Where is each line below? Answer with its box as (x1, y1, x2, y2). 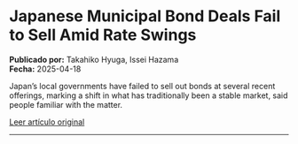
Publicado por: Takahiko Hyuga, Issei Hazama (9, 54, 179, 64)
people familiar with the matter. (9, 99, 122, 110)
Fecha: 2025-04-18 (9, 64, 82, 74)
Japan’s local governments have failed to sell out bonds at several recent (9, 80, 276, 91)
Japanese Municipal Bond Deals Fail (9, 6, 281, 27)
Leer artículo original (9, 117, 85, 127)
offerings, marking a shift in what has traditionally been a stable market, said (9, 90, 288, 101)
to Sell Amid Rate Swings (9, 25, 197, 45)
